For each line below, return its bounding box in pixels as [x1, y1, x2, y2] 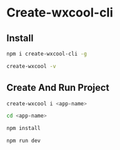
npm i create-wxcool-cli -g [6, 50, 88, 57]
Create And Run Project [6, 82, 110, 94]
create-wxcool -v [6, 63, 57, 69]
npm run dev [6, 138, 41, 144]
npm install [6, 125, 41, 132]
